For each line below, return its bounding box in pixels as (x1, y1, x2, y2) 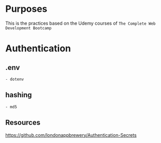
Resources (5, 118, 41, 127)
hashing (5, 91, 32, 99)
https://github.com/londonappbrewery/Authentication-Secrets (5, 132, 137, 138)
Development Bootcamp (5, 25, 52, 31)
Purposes (5, 3, 48, 15)
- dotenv (5, 77, 24, 82)
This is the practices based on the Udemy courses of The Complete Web (5, 20, 156, 26)
